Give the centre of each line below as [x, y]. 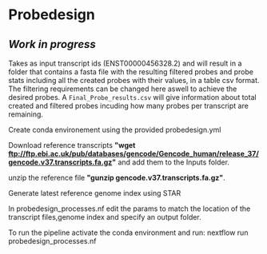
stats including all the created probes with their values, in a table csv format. [134, 80]
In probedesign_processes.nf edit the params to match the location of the [130, 208]
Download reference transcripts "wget [72, 145]
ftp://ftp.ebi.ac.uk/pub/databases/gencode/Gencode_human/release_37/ [134, 154]
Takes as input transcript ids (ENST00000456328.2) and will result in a [125, 63]
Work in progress [52, 44]
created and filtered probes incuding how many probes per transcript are [129, 106]
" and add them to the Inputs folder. [171, 162]
